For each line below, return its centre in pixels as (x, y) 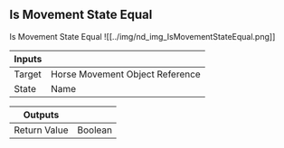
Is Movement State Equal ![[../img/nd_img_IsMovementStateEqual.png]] (142, 36)
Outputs (41, 115)
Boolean (95, 130)
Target (28, 74)
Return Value (41, 130)
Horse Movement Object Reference (126, 74)
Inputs (28, 59)
